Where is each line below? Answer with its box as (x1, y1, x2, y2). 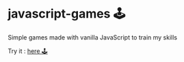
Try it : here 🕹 (8, 46, 48, 55)
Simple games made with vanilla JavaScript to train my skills (8, 33, 178, 42)
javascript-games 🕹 (8, 6, 126, 22)
